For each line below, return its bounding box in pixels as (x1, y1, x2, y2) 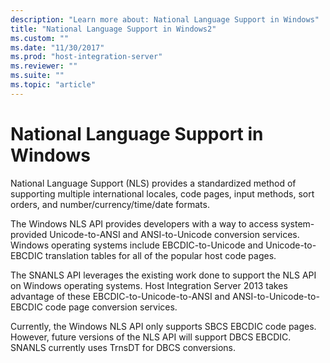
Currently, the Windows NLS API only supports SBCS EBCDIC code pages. (10, 320, 317, 332)
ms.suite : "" (10, 71, 65, 81)
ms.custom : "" (10, 33, 70, 43)
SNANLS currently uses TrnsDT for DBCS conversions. (10, 341, 237, 353)
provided (10, 228, 48, 240)
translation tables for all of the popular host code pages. (44, 249, 277, 261)
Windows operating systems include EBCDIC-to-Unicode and (10, 239, 264, 251)
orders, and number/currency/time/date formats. (10, 198, 210, 210)
